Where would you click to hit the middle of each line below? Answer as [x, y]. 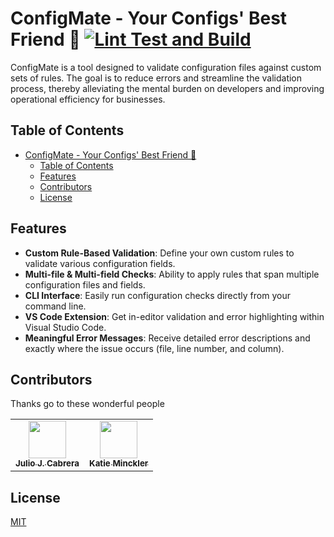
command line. [55, 306]
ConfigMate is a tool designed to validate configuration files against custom [166, 67]
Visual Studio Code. [65, 327]
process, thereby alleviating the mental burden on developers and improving [167, 88]
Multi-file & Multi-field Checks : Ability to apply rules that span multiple [172, 274]
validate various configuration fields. [100, 263]
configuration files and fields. [85, 284]
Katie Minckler [119, 463]
